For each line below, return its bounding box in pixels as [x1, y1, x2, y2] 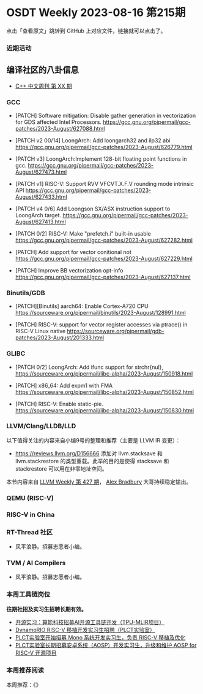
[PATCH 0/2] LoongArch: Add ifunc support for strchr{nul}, [15, 363, 164, 371]
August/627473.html [15, 168, 67, 175]
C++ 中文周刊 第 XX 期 [15, 82, 72, 90]
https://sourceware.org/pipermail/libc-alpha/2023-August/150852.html [15, 388, 194, 396]
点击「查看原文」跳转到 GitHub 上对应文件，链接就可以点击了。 [6, 27, 166, 34]
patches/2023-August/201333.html [15, 334, 105, 341]
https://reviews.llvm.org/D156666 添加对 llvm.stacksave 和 [15, 449, 163, 457]
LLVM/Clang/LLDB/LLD [6, 422, 76, 430]
